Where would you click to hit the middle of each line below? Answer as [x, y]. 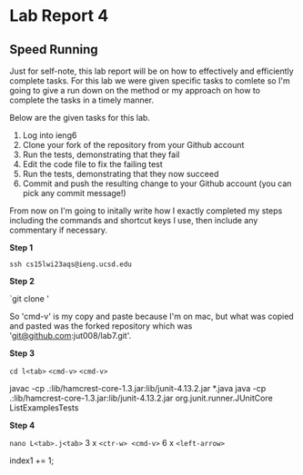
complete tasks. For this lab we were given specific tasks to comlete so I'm [150, 81]
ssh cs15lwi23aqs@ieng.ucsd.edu [71, 264]
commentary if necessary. [58, 230]
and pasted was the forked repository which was [101, 326]
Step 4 [22, 425]
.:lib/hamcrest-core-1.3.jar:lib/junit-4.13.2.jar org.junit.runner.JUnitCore [141, 398]
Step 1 [21, 247]
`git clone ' [30, 299]
